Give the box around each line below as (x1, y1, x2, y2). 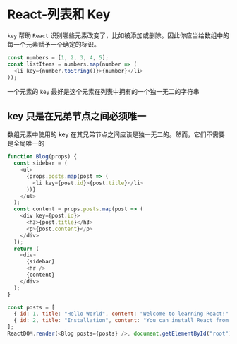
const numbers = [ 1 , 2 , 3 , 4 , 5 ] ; (7, 54, 109, 61)
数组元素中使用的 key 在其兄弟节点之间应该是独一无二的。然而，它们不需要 (7, 130, 225, 138)
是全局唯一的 (7, 139, 44, 148)
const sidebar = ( (13, 160, 68, 167)
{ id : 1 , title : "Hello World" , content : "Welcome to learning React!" (13, 310, 229, 318)
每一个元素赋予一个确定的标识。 (7, 40, 100, 48)
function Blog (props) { (7, 153, 78, 160)
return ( (13, 245, 39, 252)
